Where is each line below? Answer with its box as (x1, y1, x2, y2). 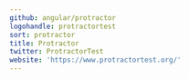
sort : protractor (9, 30, 76, 39)
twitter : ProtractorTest (9, 47, 104, 56)
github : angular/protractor (9, 13, 117, 23)
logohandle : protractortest (9, 22, 117, 31)
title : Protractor (9, 38, 79, 48)
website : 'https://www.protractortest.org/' (9, 55, 182, 64)
